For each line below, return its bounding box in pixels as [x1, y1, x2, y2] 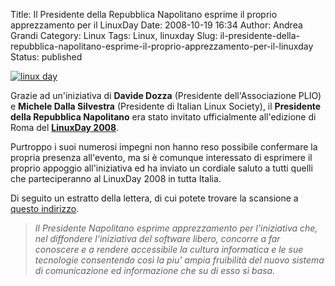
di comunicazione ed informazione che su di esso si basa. [34, 265, 276, 276]
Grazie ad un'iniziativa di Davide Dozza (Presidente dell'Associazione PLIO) [10, 90, 322, 101]
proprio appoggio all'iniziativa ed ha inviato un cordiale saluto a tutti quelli [10, 162, 313, 174]
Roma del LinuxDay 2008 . [10, 122, 120, 133]
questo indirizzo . [10, 203, 80, 214]
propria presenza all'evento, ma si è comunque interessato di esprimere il [10, 152, 313, 163]
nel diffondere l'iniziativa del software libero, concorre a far [34, 233, 281, 244]
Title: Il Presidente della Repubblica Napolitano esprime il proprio [10, 9, 278, 20]
